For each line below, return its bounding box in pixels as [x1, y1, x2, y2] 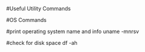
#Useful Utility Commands [6, 5, 71, 12]
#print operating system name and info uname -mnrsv [6, 28, 139, 35]
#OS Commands [6, 17, 47, 23]
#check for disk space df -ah [6, 40, 78, 46]
